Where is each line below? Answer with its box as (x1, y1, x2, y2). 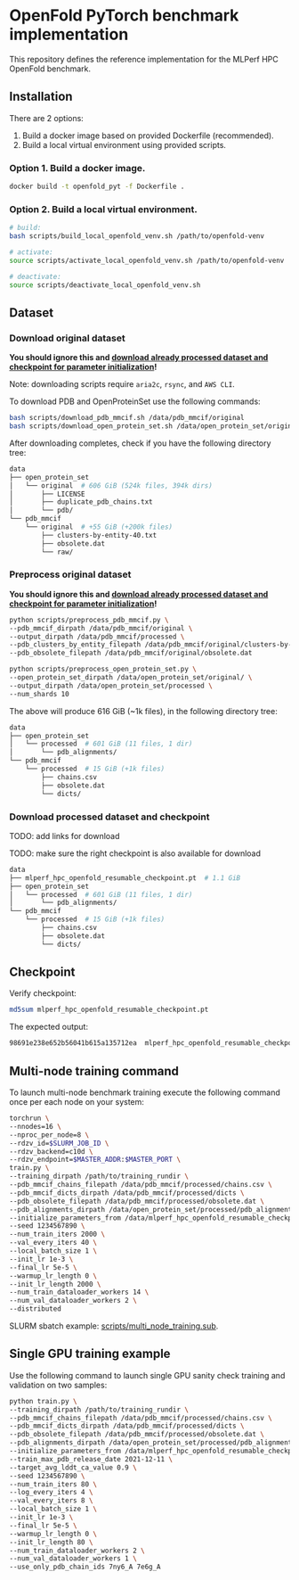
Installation (9, 89, 73, 104)
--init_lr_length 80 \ (9, 1537, 93, 1547)
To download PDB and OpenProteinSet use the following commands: (9, 396, 261, 407)
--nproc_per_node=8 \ (9, 1130, 90, 1140)
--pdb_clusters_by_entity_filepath (9, 640, 141, 649)
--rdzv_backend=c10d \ (9, 1147, 93, 1156)
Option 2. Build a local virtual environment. (9, 202, 198, 215)
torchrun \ (9, 1114, 50, 1123)
